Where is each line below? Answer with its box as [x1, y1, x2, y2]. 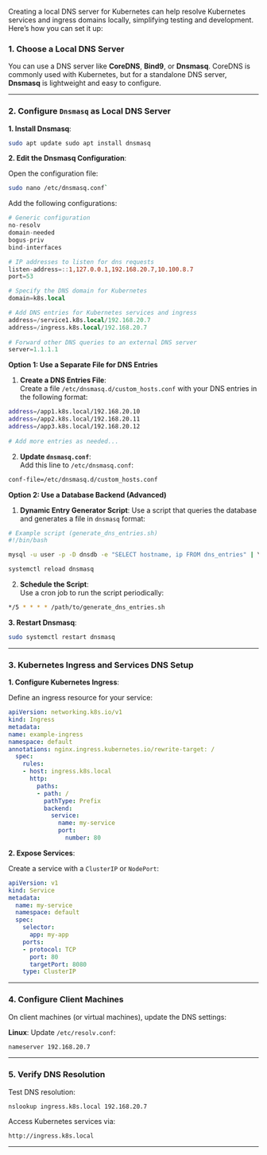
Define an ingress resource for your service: [8, 693, 153, 703]
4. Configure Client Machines [8, 994, 124, 1005]
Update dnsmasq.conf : [19, 452, 91, 461]
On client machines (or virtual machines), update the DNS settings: [8, 1012, 226, 1021]
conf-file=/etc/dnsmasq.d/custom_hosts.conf [8, 475, 158, 483]
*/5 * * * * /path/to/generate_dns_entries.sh [8, 603, 165, 611]
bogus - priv [8, 236, 44, 244]
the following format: [19, 393, 88, 402]
